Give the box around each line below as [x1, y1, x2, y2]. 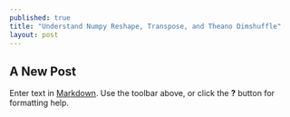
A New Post [9, 63, 77, 79]
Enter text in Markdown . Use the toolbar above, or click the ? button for [9, 88, 275, 99]
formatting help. [9, 97, 70, 109]
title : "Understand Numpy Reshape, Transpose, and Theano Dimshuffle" [9, 22, 282, 31]
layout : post [9, 30, 59, 39]
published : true [9, 13, 71, 23]
